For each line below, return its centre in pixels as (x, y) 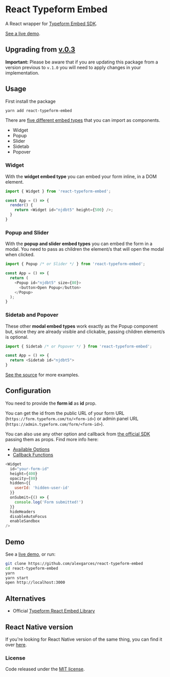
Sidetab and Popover (32, 315)
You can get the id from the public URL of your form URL (65, 413)
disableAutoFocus (28, 516)
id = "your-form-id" (30, 469)
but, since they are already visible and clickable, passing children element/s (85, 332)
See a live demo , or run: (30, 554)
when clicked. (20, 255)
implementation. (22, 73)
